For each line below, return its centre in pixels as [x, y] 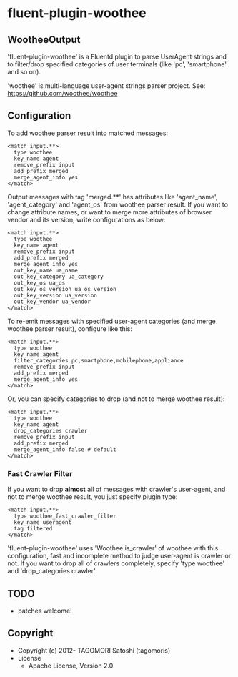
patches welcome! [45, 611]
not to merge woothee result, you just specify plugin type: [93, 497]
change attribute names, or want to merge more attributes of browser [110, 212]
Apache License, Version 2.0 [71, 666]
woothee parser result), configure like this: [70, 328]
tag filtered [33, 529]
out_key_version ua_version [56, 295]
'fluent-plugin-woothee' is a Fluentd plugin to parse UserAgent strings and [117, 56]
